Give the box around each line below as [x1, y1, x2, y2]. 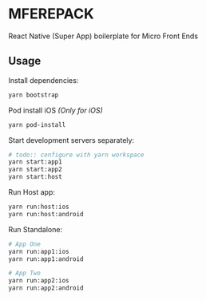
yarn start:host [8, 173, 62, 181]
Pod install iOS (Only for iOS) [8, 105, 104, 115]
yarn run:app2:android [8, 284, 84, 292]
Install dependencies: [8, 75, 79, 85]
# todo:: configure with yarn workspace [8, 151, 145, 159]
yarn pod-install [8, 120, 66, 128]
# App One [8, 240, 42, 248]
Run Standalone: [8, 224, 62, 234]
